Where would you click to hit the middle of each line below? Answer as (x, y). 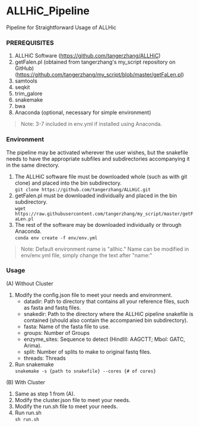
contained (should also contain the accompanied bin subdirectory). (106, 320)
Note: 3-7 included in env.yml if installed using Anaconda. (91, 124)
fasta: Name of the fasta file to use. (67, 326)
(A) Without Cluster (30, 283)
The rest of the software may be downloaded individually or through (98, 224)
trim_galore (29, 94)
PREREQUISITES (30, 43)
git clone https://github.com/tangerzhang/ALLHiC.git (83, 189)
